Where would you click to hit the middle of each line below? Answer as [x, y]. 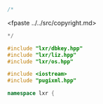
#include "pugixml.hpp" [42, 81]
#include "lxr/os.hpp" [40, 61]
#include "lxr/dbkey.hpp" [45, 48]
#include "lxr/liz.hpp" [42, 55]
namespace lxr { [31, 93]
